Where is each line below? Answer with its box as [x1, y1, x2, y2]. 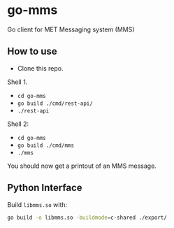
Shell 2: [7, 120, 29, 128]
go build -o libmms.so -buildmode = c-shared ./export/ [7, 214, 168, 221]
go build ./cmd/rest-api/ [17, 100, 93, 107]
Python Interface [7, 182, 82, 194]
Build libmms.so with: [7, 200, 68, 208]
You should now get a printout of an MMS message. [7, 162, 157, 170]
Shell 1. [7, 78, 28, 86]
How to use [7, 45, 57, 57]
